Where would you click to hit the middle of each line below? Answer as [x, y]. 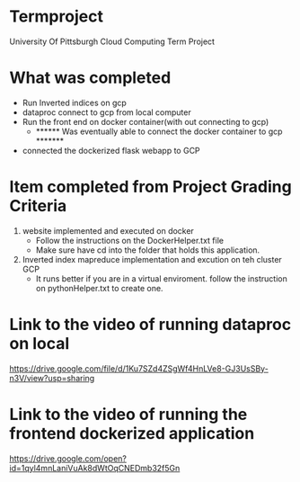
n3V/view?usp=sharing [52, 378]
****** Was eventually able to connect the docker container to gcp [159, 131]
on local [40, 344]
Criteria [38, 206]
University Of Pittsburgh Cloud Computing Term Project [112, 41]
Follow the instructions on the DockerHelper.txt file [130, 240]
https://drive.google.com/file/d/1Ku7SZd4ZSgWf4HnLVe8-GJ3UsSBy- [139, 368]
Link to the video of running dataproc [150, 325]
